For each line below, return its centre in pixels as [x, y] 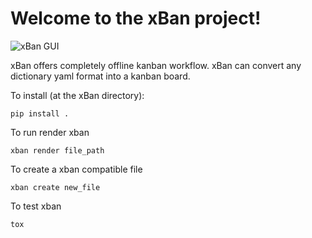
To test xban [36, 206]
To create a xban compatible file [76, 169]
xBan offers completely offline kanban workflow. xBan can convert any [156, 65]
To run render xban [50, 132]
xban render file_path [57, 150]
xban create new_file [55, 187]
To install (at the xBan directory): [77, 95]
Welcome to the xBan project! [136, 18]
